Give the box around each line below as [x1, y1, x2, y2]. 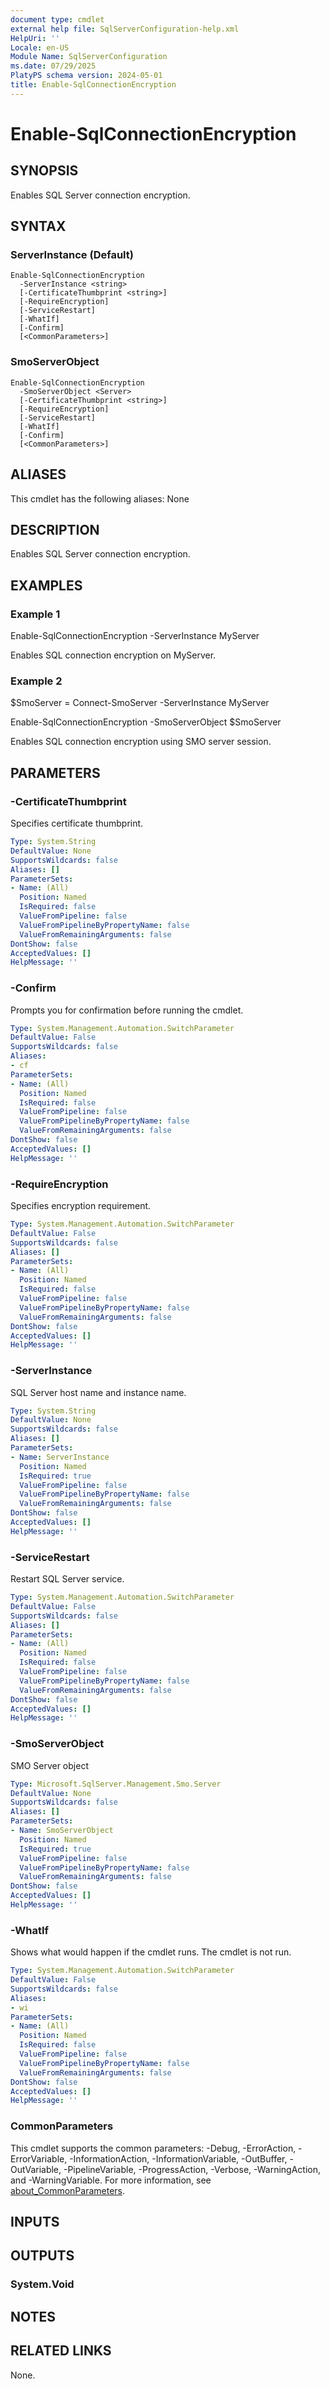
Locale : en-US [10, 42, 70, 53]
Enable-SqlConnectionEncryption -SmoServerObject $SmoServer [10, 716, 282, 728]
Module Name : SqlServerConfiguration [10, 52, 168, 62]
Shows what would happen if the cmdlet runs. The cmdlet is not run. [10, 1946, 292, 1958]
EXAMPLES [10, 577, 83, 594]
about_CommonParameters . [10, 2184, 126, 2196]
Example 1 [10, 607, 61, 621]
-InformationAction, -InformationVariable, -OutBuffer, [69, 2152, 288, 2165]
